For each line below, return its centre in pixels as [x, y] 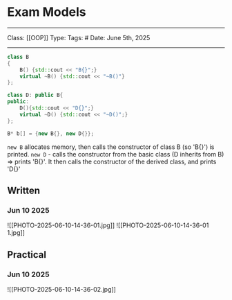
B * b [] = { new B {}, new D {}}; [51, 133]
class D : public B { [35, 95]
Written [23, 190]
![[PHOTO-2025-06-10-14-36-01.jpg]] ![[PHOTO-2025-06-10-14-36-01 [108, 225]
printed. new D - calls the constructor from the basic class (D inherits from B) [116, 154]
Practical [27, 255]
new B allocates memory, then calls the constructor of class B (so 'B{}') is [111, 147]
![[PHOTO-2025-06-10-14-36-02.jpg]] [61, 289]
